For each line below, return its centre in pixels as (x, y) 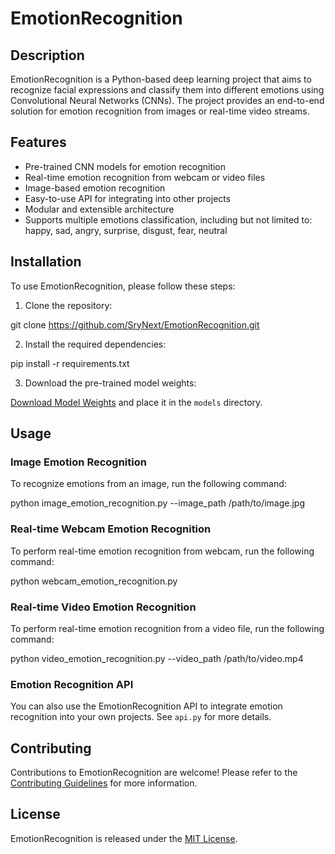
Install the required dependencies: (95, 344)
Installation (46, 262)
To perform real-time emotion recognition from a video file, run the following (167, 628)
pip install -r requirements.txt (70, 363)
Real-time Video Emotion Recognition (103, 607)
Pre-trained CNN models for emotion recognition (125, 166)
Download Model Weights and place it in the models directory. (136, 402)
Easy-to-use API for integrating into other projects (128, 198)
